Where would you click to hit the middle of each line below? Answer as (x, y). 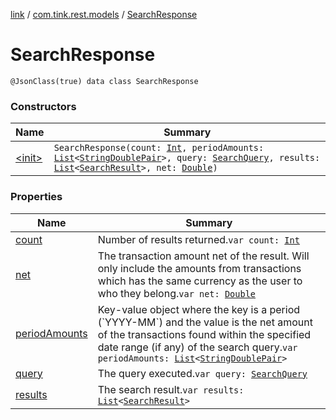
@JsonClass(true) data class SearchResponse (104, 81)
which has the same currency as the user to (200, 281)
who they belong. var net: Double (177, 293)
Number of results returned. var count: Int (198, 239)
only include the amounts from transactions (199, 268)
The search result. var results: (171, 389)
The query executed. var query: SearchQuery (202, 373)
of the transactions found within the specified (204, 334)
